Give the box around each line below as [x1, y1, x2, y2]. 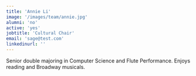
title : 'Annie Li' [6, 8, 51, 15]
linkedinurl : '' [6, 42, 46, 47]
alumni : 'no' [6, 19, 38, 25]
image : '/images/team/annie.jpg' [6, 14, 88, 20]
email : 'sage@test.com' [6, 36, 65, 42]
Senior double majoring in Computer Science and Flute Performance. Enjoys [6, 57, 191, 64]
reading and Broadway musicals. [6, 63, 85, 70]
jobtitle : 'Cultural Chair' [6, 30, 75, 36]
